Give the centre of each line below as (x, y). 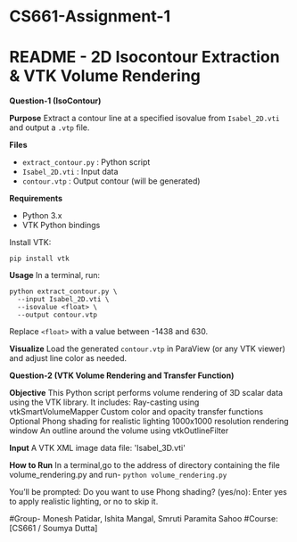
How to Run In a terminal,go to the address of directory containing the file (145, 465)
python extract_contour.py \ (63, 292)
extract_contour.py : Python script (86, 162)
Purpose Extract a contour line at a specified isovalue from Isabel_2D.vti (144, 119)
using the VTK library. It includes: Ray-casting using (104, 402)
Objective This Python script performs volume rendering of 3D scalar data (146, 393)
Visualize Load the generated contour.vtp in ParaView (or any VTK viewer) (147, 349)
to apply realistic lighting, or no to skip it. (84, 502)
